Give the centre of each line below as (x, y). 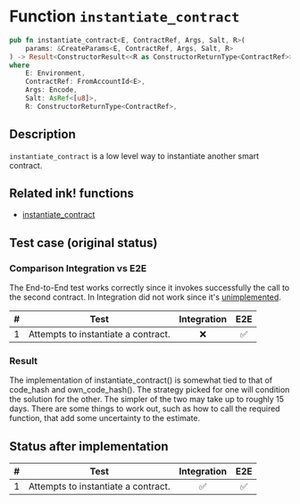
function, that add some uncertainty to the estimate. (105, 418)
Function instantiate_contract (125, 17)
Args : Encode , (51, 90)
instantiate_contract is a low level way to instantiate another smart (134, 156)
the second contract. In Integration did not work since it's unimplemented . (145, 297)
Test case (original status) (83, 243)
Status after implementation (89, 446)
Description (42, 134)
